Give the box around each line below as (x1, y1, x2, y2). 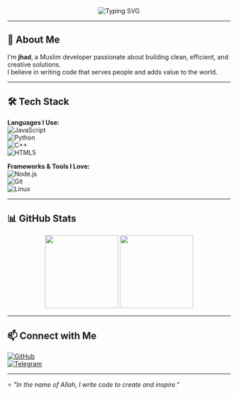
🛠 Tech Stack (7, 96, 69, 108)
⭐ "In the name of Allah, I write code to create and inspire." (7, 380, 180, 389)
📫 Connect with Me (7, 329, 97, 341)
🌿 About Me (7, 34, 60, 46)
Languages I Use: (7, 118, 60, 127)
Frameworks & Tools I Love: (7, 162, 90, 170)
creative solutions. (7, 60, 62, 69)
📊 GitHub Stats (7, 213, 76, 225)
